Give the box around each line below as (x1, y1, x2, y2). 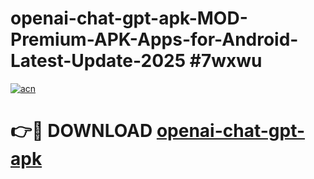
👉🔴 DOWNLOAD (10, 120, 153, 142)
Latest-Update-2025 (10, 50, 187, 72)
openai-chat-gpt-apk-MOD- (10, 7, 248, 30)
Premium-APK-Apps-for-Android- (10, 28, 299, 51)
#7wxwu (189, 50, 263, 72)
